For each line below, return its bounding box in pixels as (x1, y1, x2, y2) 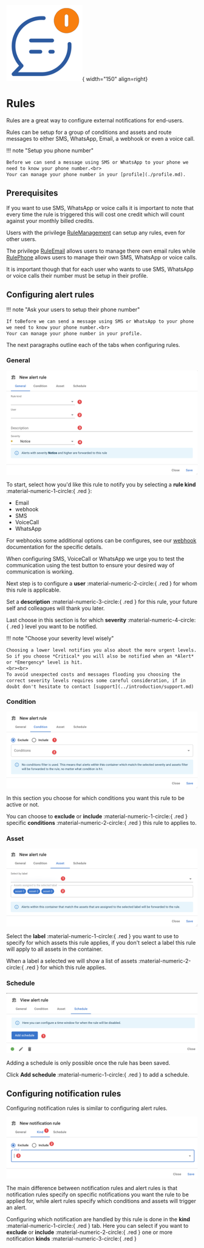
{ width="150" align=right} (82, 75, 148, 82)
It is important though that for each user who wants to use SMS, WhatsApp (6, 265, 194, 273)
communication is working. (6, 568, 74, 575)
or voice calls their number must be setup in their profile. (6, 272, 148, 279)
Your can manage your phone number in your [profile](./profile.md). (6, 171, 186, 178)
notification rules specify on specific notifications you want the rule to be (6, 1191, 189, 1198)
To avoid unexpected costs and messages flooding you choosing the (6, 671, 181, 678)
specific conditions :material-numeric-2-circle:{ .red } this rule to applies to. (6, 819, 197, 826)
